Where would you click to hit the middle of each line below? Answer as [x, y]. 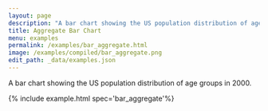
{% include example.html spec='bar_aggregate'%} [91, 98]
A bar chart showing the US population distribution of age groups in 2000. [130, 83]
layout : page [30, 16]
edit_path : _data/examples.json [62, 61]
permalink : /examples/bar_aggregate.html [78, 46]
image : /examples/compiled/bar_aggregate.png [85, 53]
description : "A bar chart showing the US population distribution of [128, 23]
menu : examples [33, 38]
